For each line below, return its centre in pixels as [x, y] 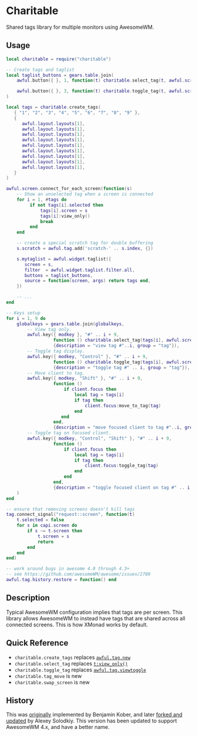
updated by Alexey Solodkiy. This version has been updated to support [91, 721]
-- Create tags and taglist [40, 70]
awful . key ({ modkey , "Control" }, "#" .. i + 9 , [88, 356]
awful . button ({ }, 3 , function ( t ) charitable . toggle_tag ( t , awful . [101, 91]
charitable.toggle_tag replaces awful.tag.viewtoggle [80, 670]
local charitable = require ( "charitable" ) [59, 59]
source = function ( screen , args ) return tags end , [87, 281]
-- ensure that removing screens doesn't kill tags [70, 509]
